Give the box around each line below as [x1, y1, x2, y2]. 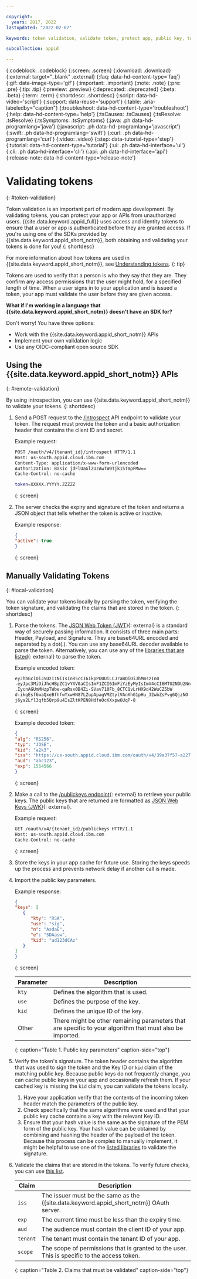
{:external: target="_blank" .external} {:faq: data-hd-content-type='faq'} [6, 73, 181, 80]
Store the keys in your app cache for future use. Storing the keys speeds [14, 859, 191, 866]
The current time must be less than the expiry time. [41, 1216, 182, 1224]
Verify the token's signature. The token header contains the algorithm [14, 1058, 183, 1065]
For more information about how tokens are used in [6, 255, 130, 262]
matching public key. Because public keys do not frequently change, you [14, 1070, 191, 1077]
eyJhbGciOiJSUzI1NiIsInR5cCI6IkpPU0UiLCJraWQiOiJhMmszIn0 [14, 676, 159, 681]
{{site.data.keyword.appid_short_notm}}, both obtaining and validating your [6, 237, 188, 244]
